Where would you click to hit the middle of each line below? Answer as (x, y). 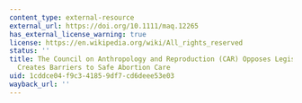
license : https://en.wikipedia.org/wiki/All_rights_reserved (126, 43)
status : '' (30, 51)
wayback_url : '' (40, 84)
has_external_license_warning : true (78, 34)
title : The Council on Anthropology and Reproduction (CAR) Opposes (140, 59)
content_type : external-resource (72, 17)
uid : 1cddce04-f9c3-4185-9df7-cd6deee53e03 (92, 76)
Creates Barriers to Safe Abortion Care (94, 68)
